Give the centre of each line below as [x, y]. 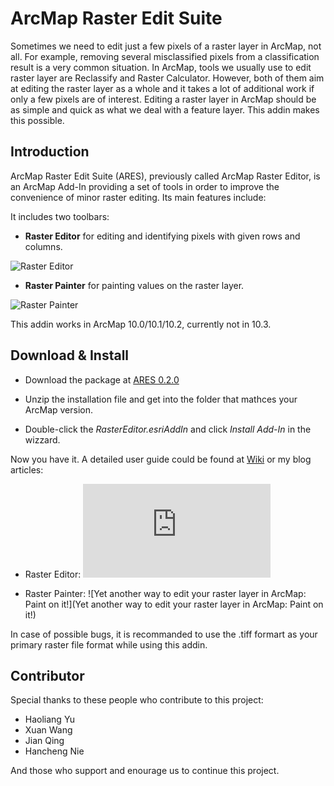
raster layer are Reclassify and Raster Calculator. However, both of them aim [167, 78]
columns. [43, 246]
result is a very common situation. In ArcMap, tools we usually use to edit [161, 67]
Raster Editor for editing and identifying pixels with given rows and [162, 236]
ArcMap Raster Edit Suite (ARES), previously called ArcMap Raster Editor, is [165, 176]
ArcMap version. [59, 409]
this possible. [37, 120]
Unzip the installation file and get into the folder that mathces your [161, 399]
